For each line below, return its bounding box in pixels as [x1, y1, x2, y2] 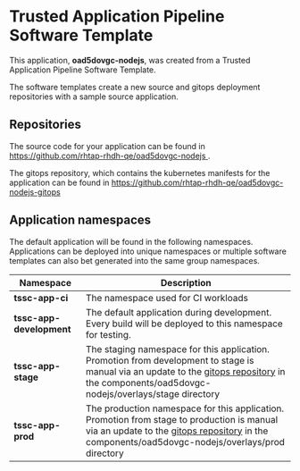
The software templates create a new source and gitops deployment [9, 81, 261, 92]
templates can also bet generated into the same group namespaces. [9, 255, 261, 265]
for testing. [86, 328, 131, 341]
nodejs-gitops [9, 186, 61, 198]
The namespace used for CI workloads [86, 291, 248, 304]
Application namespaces [9, 213, 152, 228]
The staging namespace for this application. [86, 342, 271, 355]
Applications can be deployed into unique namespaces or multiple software [9, 246, 287, 257]
